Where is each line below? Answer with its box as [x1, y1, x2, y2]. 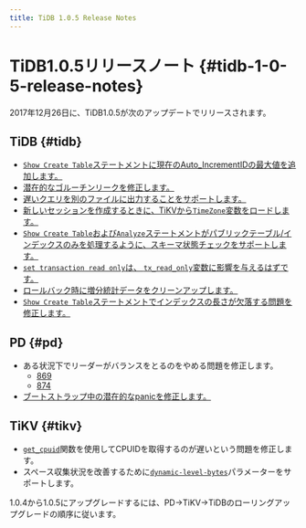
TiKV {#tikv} [9, 417, 83, 434]
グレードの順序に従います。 [16, 509, 121, 519]
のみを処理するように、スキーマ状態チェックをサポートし [62, 239, 279, 250]
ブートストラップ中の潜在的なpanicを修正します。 [22, 391, 212, 402]
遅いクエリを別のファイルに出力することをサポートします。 [22, 194, 247, 205]
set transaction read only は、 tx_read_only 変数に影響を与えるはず [22, 262, 281, 273]
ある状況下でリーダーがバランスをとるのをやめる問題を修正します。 [22, 360, 279, 371]
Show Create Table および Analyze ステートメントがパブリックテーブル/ [22, 227, 284, 238]
